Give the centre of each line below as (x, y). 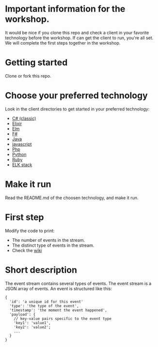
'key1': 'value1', (32, 323)
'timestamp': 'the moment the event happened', (58, 310)
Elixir (17, 123)
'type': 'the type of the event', (44, 306)
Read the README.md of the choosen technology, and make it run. (72, 198)
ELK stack (22, 165)
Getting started (36, 63)
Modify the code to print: (30, 231)
